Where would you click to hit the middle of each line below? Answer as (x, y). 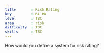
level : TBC (23, 18)
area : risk (25, 23)
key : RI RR (26, 14)
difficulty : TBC (23, 27)
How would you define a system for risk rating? (52, 46)
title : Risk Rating (32, 9)
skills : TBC (23, 32)
